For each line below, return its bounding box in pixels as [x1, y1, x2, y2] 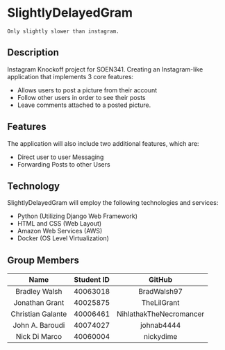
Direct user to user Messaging [17, 153, 104, 161]
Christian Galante [10, 309, 67, 319]
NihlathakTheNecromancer [117, 309, 205, 319]
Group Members [7, 254, 80, 266]
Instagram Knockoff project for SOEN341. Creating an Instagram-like [7, 65, 203, 74]
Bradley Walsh [15, 287, 62, 297]
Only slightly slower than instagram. [7, 28, 119, 35]
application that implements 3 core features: [7, 72, 134, 81]
